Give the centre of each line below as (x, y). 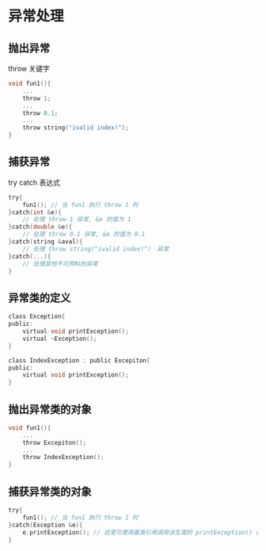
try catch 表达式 (34, 182)
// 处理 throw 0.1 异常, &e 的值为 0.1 (84, 235)
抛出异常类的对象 (50, 409)
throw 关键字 (29, 69)
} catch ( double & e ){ (40, 227)
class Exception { (37, 317)
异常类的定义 (40, 298)
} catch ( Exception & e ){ (46, 525)
